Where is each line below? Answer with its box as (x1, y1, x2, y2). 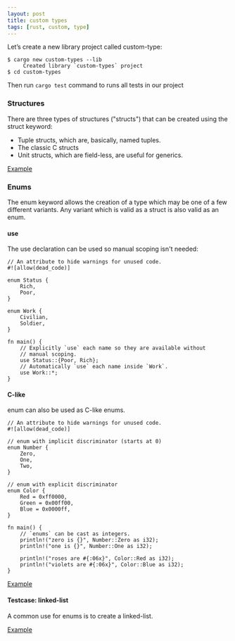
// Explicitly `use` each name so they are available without (20, 344, 206, 352)
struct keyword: (7, 122, 53, 130)
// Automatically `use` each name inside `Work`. (20, 363, 169, 371)
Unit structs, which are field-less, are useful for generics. (17, 151, 183, 159)
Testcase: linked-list (7, 596, 69, 604)
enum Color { (7, 487, 46, 494)
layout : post (7, 10, 46, 18)
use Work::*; (20, 369, 58, 377)
